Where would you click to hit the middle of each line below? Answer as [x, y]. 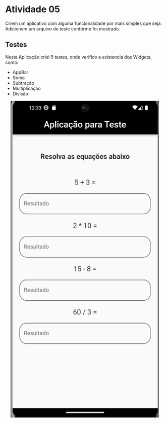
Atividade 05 [33, 9]
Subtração [23, 83]
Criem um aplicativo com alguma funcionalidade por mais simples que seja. [84, 23]
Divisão [20, 94]
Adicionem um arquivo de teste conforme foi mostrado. [63, 28]
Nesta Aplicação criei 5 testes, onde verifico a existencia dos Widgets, [78, 57]
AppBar [20, 72]
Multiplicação [27, 88]
